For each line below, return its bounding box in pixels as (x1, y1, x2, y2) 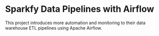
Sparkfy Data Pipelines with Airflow (5, 3, 155, 15)
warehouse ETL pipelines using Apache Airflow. (5, 25, 102, 31)
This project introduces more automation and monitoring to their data (5, 20, 146, 26)
